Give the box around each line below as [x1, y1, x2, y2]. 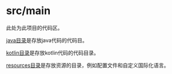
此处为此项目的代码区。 [6, 24, 63, 31]
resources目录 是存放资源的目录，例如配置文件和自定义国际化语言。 [6, 62, 169, 69]
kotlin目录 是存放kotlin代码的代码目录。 [6, 49, 99, 56]
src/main [6, 4, 51, 18]
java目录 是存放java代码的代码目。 [6, 36, 88, 43]
